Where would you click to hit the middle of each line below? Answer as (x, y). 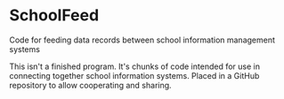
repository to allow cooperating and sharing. (90, 85)
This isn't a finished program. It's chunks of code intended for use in (135, 66)
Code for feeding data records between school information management (142, 40)
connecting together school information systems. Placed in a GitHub (134, 75)
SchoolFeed (54, 15)
